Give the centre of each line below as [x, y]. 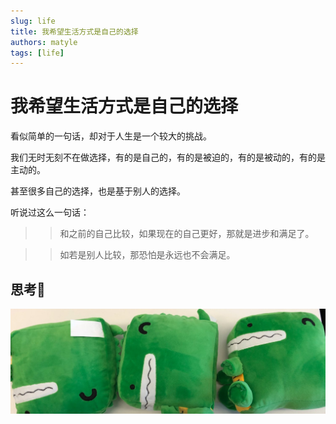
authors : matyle [44, 42]
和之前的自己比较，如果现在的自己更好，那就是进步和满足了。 [187, 234]
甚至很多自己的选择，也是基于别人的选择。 [98, 191]
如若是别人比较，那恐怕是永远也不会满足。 [147, 255]
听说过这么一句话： [50, 212]
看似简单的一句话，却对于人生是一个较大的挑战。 [111, 136]
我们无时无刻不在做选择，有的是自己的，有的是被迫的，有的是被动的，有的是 [168, 157]
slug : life [33, 21]
